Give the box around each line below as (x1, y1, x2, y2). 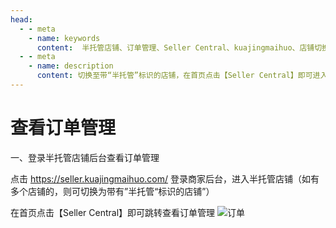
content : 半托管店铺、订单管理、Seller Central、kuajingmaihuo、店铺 (36, 42, 315, 53)
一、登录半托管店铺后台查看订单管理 (10, 151, 160, 163)
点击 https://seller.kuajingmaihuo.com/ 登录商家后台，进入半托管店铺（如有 (10, 172, 320, 185)
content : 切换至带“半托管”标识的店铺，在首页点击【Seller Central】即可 (36, 71, 313, 81)
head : (10, 14, 33, 25)
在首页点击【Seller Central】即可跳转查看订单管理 (10, 206, 216, 218)
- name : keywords (28, 33, 101, 43)
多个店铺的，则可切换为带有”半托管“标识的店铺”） (10, 185, 215, 197)
